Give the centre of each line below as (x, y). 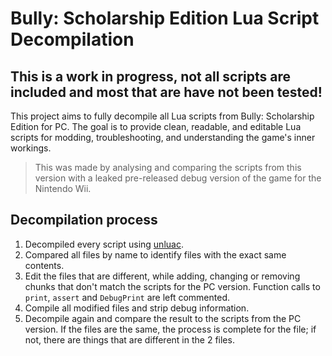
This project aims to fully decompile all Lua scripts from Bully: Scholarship (162, 116)
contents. (44, 265)
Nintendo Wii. (63, 188)
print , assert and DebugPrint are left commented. (127, 297)
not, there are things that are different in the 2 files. (129, 339)
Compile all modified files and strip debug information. (137, 308)
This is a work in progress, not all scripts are (151, 76)
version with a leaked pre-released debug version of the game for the (178, 178)
